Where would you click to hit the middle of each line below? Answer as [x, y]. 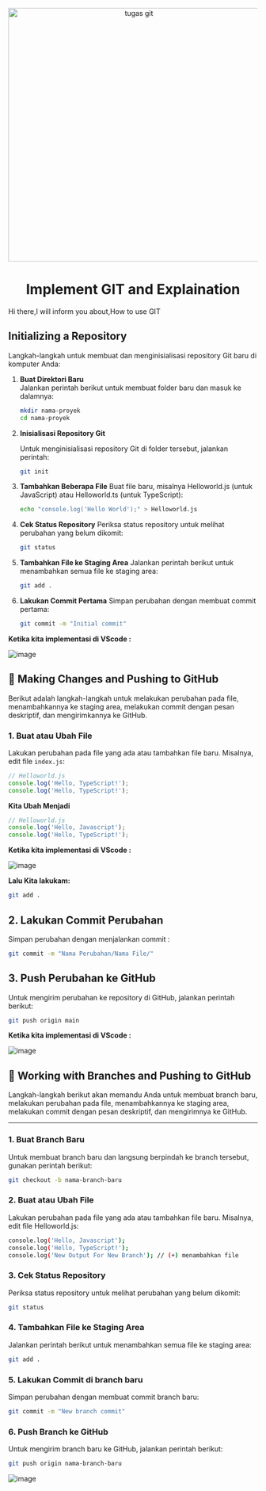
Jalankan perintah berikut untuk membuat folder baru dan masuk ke [130, 388]
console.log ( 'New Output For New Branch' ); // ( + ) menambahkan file [123, 1255]
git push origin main [44, 1020]
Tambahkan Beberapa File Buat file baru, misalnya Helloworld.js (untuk [136, 487]
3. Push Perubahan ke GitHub [82, 979]
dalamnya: [36, 396]
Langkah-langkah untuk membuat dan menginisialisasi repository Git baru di [133, 355]
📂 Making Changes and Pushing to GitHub [114, 679]
